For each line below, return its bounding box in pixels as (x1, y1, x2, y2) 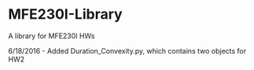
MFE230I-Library (8, 5, 123, 23)
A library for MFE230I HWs (8, 31, 95, 40)
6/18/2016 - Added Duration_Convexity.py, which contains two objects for (8, 46, 247, 55)
